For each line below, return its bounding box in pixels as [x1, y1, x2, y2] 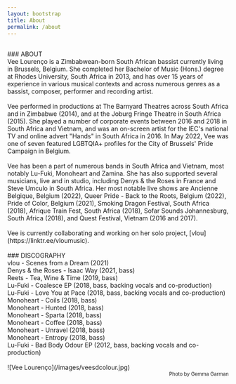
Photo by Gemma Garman [169, 371, 229, 378]
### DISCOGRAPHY [7, 251, 66, 260]
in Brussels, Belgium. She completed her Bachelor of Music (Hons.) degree [7, 65, 225, 74]
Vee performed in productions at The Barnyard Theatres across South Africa [7, 102, 229, 111]
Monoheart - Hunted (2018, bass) [7, 303, 104, 312]
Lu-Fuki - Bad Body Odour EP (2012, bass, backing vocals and [7, 341, 188, 350]
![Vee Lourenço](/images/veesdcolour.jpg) [7, 363, 131, 372]
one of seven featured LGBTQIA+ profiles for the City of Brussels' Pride [7, 140, 214, 148]
